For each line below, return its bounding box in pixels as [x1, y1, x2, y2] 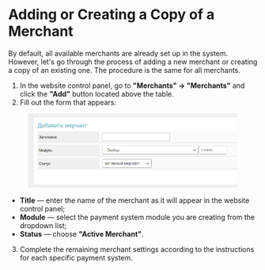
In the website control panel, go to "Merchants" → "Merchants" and [19, 81, 245, 90]
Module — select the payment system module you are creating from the [19, 212, 256, 222]
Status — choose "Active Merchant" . [19, 230, 144, 239]
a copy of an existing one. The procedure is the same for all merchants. [8, 65, 241, 74]
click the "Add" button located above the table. [19, 89, 174, 98]
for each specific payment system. [19, 253, 133, 263]
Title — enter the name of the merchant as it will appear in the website [19, 196, 250, 205]
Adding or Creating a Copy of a [8, 6, 215, 24]
